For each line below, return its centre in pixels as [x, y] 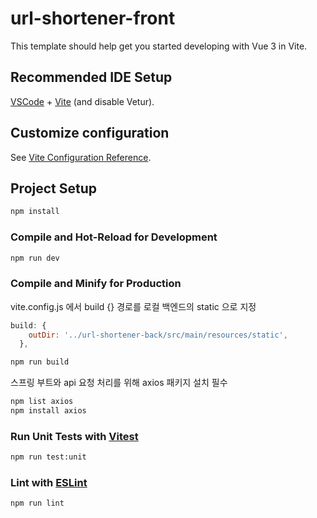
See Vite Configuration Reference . [81, 157]
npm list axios [42, 402]
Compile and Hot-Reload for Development [114, 237]
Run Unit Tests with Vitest [74, 436]
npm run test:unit [48, 457]
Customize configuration [90, 133]
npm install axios [48, 411]
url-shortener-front [93, 18]
